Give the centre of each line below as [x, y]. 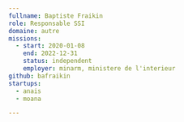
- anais [29, 91]
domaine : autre [34, 31]
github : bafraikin [39, 76]
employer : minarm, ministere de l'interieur [99, 69]
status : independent [58, 61]
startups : [25, 83]
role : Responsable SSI [47, 23]
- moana [29, 99]
